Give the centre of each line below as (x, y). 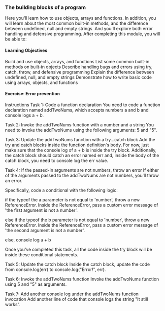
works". (13, 304)
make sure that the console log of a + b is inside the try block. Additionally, (81, 150)
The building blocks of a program (46, 7)
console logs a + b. (25, 115)
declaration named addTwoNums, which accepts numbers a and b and (77, 110)
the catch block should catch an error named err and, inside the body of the (82, 155)
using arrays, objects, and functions (42, 82)
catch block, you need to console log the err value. (57, 160)
